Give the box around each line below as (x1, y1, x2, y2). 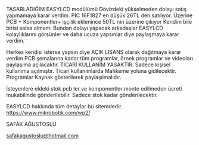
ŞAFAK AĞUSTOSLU (6, 121, 57, 127)
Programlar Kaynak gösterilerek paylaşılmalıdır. (6, 74, 122, 80)
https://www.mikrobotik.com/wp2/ (6, 109, 91, 116)
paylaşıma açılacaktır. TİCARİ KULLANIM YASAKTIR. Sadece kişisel (6, 61, 171, 68)
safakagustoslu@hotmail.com (6, 132, 79, 139)
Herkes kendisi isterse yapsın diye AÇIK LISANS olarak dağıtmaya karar (6, 49, 182, 56)
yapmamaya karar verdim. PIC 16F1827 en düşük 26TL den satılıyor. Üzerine (6, 12, 193, 19)
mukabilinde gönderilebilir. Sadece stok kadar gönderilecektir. (6, 92, 158, 98)
